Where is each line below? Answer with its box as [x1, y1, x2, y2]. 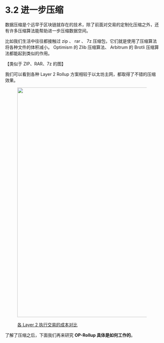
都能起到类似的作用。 [9, 50, 52, 56]
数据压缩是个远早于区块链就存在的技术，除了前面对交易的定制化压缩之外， [5, 22, 155, 27]
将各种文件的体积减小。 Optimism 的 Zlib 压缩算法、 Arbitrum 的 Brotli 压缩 [5, 44, 155, 50]
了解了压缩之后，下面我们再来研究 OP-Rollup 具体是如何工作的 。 [5, 332, 136, 338]
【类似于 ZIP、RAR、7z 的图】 [5, 61, 66, 67]
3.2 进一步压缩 [5, 4, 64, 16]
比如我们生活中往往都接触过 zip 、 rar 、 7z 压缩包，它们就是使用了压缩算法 [5, 38, 157, 44]
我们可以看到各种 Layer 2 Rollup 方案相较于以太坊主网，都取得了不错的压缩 [5, 71, 156, 77]
